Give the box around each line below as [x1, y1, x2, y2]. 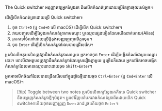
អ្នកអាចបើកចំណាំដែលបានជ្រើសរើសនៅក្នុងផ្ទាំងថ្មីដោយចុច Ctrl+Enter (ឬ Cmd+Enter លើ [5, 73, 153, 79]
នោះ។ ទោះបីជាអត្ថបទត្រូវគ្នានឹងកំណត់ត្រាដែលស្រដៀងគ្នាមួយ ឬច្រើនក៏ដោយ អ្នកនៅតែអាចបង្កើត [5, 58, 157, 63]
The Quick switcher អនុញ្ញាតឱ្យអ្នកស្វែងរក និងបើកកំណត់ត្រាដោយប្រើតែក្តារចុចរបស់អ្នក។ [5, 4, 153, 10]
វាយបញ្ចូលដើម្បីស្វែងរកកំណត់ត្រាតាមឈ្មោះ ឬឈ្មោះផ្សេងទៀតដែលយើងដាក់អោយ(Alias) [12, 30, 155, 36]
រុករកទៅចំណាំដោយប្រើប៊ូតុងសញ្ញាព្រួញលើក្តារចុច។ [12, 36, 92, 42]
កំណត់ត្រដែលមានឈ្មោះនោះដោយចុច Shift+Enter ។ [5, 63, 93, 69]
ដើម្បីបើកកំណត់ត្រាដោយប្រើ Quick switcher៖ [5, 15, 83, 20]
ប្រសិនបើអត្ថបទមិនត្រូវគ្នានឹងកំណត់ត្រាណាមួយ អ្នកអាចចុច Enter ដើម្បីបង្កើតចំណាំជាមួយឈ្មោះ [5, 52, 158, 57]
